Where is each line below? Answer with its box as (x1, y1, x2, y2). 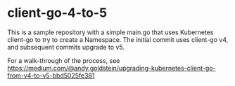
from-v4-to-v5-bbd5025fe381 (7, 71, 95, 80)
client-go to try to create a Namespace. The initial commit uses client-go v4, (7, 35, 229, 43)
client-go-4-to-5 (7, 5, 108, 21)
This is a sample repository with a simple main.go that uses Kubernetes (7, 28, 214, 36)
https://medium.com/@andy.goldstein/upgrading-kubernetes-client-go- (7, 64, 216, 72)
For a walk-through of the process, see (7, 56, 120, 64)
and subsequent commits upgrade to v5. (7, 43, 125, 51)
